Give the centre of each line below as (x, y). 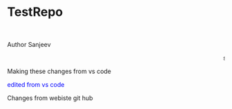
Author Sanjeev (29, 44)
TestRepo (35, 12)
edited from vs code (36, 84)
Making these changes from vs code (59, 71)
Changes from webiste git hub (50, 98)
